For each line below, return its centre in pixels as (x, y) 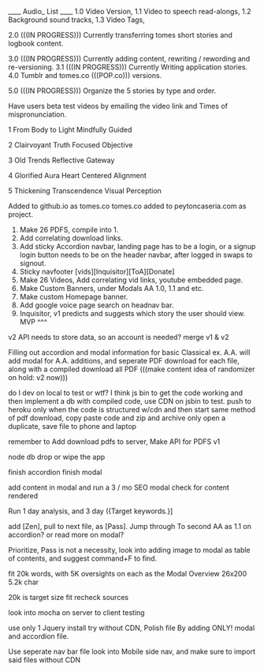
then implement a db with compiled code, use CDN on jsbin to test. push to (130, 401)
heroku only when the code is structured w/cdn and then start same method (132, 410)
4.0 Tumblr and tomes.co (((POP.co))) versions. (85, 75)
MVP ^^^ (33, 322)
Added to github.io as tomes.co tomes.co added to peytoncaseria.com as (127, 206)
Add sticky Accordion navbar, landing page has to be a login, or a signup (138, 246)
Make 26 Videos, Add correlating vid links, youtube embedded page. (131, 280)
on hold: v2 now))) (38, 377)
